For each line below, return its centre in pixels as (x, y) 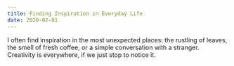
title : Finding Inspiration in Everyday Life (75, 14)
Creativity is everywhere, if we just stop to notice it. (82, 55)
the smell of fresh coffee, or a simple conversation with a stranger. (103, 47)
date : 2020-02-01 (33, 20)
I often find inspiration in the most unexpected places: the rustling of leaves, (117, 40)
